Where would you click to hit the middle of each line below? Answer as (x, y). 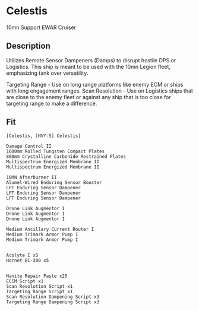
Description (28, 46)
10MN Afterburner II (32, 177)
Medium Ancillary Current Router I (50, 229)
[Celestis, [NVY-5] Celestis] (44, 136)
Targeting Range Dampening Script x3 (53, 302)
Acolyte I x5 (22, 255)
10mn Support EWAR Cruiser (41, 27)
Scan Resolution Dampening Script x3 (53, 297)
